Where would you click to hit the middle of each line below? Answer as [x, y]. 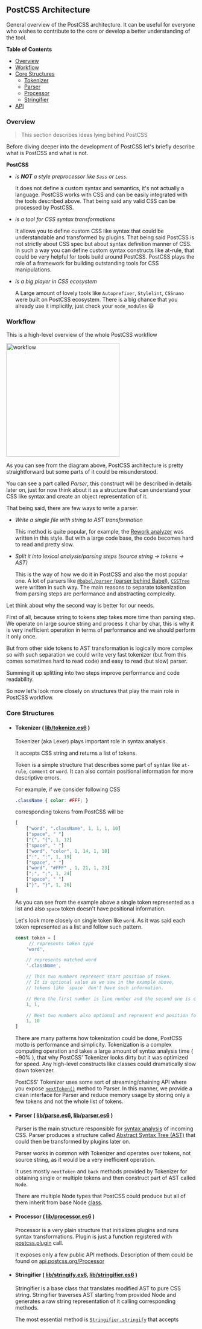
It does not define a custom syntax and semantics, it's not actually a [99, 188]
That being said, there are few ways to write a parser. [72, 508]
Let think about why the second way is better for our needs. [80, 606]
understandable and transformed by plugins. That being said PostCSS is [105, 237]
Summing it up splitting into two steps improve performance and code [93, 673]
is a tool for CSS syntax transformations [65, 219]
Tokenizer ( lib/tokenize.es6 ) [52, 727]
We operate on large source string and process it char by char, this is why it [100, 624]
